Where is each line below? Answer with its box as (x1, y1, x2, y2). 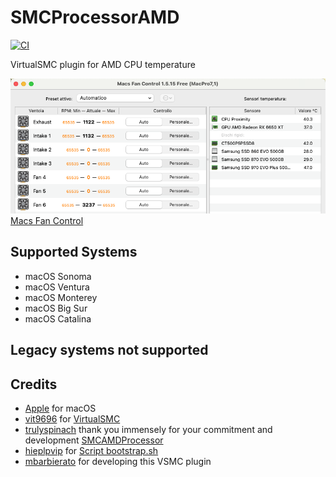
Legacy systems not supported (10, 342, 209, 359)
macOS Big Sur (24, 302, 88, 314)
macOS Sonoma (24, 270, 92, 282)
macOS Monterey (24, 291, 98, 303)
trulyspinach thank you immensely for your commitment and (24, 424, 273, 436)
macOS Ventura (24, 281, 90, 293)
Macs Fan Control (10, 215, 84, 227)
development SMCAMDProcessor (24, 434, 164, 446)
